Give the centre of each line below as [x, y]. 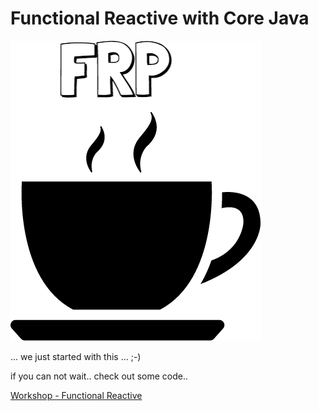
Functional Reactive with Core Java [160, 18]
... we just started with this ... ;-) [76, 356]
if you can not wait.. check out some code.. [99, 376]
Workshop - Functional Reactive [76, 395]
